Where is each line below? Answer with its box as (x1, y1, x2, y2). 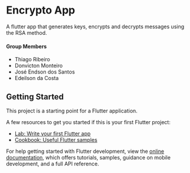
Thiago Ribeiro (14, 56, 51, 63)
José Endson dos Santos (14, 68, 75, 75)
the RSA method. (6, 29, 47, 36)
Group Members (6, 42, 47, 50)
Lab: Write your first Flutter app (14, 130, 91, 137)
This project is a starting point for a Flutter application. (6, 107, 138, 114)
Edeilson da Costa (14, 75, 59, 82)
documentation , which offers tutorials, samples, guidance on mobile (6, 154, 171, 161)
